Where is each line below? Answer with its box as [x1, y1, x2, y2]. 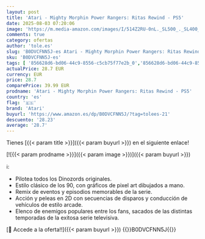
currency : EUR [6, 71, 43, 77]
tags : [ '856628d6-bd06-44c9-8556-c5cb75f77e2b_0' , [6, 60, 140, 66]
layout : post [6, 9, 40, 15]
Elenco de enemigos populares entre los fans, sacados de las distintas [15, 208, 193, 215]
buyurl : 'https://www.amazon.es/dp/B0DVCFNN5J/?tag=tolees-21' [6, 111, 171, 117]
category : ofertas [6, 37, 53, 43]
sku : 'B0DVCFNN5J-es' [6, 54, 62, 60]
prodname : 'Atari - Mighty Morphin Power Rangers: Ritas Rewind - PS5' [6, 88, 192, 95]
